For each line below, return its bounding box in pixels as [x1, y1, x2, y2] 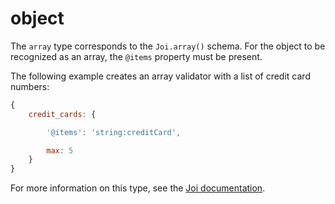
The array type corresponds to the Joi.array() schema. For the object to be [10, 40, 326, 52]
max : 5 [46, 145, 74, 156]
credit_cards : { [28, 109, 97, 119]
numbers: [10, 80, 50, 92]
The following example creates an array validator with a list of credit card [10, 70, 311, 82]
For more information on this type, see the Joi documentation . [10, 182, 266, 194]
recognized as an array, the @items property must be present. [10, 50, 263, 62]
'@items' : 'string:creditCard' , [46, 127, 182, 137]
